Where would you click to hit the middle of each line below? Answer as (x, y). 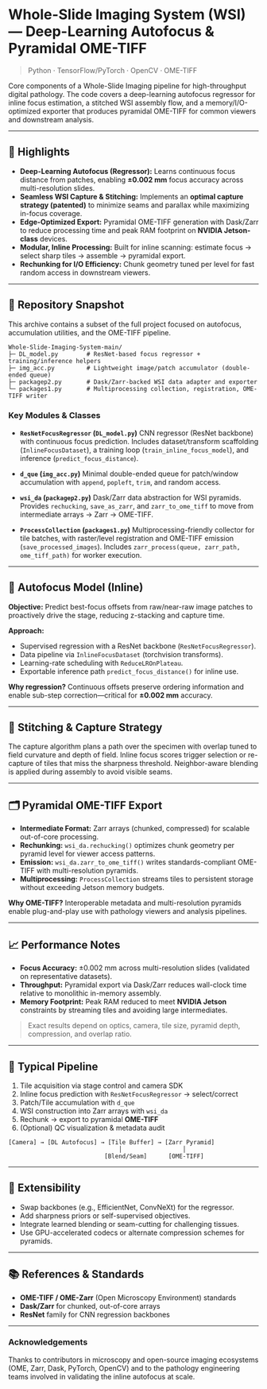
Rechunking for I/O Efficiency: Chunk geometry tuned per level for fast (137, 264)
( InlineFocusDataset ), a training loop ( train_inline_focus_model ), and (134, 450)
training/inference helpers (55, 361)
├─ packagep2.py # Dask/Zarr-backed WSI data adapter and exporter (133, 382)
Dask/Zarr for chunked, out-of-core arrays (90, 1306)
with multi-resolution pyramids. (88, 871)
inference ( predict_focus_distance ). (79, 458)
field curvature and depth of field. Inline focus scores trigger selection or (127, 755)
